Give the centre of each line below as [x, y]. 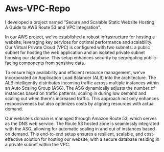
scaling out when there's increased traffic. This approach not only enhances [82, 98]
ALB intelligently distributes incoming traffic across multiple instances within [82, 83]
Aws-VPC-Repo [38, 9]
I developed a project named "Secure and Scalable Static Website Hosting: [80, 22]
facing [12, 63]
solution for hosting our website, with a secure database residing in [92, 139]
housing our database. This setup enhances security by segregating [74, 57]
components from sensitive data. [52, 63]
